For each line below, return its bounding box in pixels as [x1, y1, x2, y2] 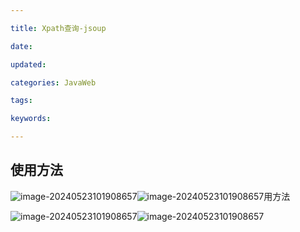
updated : [10, 59, 47, 70]
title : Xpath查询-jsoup [10, 23, 107, 33]
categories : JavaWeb [10, 77, 97, 88]
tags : [10, 96, 33, 106]
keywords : [10, 114, 52, 124]
